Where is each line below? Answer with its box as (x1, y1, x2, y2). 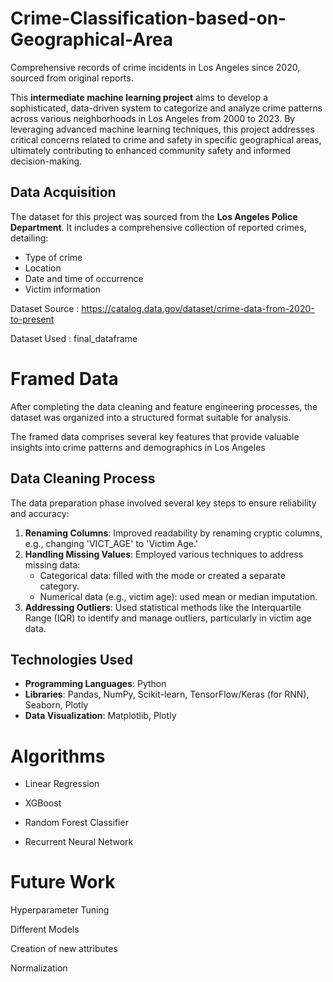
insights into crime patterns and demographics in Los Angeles (10, 441, 266, 453)
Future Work (10, 871, 116, 894)
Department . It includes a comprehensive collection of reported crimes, (10, 221, 307, 233)
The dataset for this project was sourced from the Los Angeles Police (10, 210, 298, 222)
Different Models (10, 923, 80, 936)
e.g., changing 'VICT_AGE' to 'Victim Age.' (24, 537, 199, 549)
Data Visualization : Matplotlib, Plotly (24, 710, 177, 722)
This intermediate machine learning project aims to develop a (10, 91, 269, 103)
